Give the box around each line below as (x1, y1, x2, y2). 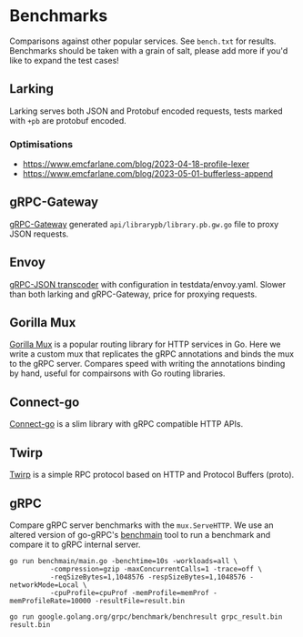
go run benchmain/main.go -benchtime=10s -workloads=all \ (9, 556, 238, 565)
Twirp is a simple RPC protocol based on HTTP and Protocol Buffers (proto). (9, 470, 295, 480)
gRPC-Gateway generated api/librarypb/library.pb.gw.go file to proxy (9, 218, 279, 229)
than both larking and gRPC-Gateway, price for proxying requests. (9, 288, 258, 299)
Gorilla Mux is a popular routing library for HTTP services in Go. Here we (9, 339, 281, 350)
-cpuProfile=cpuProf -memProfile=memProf (49, 588, 209, 597)
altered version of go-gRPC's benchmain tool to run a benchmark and (9, 529, 271, 540)
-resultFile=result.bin (95, 596, 185, 605)
